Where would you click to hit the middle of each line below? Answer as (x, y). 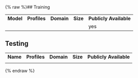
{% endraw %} (20, 71)
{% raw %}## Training (28, 7)
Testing (17, 44)
